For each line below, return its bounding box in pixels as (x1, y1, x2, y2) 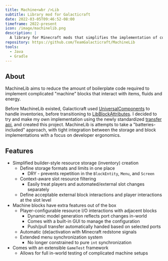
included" (5, 127, 25, 133)
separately (27, 187, 49, 192)
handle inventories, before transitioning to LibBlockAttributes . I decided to (5, 111, 157, 117)
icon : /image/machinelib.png (5, 26, 66, 31)
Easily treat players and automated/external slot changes (27, 181, 145, 187)
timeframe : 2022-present (5, 21, 57, 26)
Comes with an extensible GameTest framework (12, 245, 108, 251)
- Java (9, 49, 23, 54)
